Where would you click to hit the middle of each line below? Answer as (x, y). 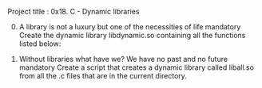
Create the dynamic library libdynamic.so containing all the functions (132, 35)
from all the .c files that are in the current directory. (103, 76)
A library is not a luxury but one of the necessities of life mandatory (130, 27)
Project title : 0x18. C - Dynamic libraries (74, 11)
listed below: (40, 44)
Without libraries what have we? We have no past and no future (123, 59)
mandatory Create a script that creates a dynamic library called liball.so (137, 67)
